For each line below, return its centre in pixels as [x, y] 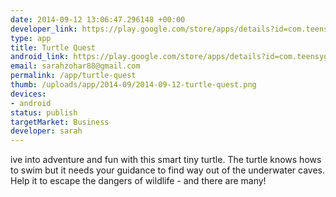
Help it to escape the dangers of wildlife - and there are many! [138, 181]
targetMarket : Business [60, 122]
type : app [31, 38]
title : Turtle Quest [53, 47]
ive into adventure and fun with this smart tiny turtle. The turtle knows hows [166, 160]
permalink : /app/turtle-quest [73, 76]
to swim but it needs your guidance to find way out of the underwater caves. [168, 170]
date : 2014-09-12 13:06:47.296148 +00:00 [98, 19]
